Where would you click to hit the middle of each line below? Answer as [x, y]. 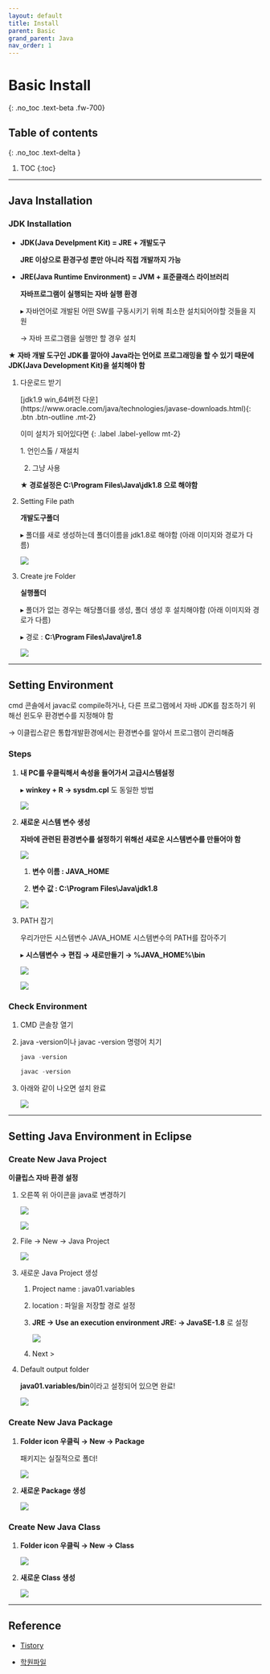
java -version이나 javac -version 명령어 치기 [91, 1041]
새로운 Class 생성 [47, 1577]
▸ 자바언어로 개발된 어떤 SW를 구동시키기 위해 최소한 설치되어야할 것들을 [133, 311]
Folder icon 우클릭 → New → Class [77, 1545]
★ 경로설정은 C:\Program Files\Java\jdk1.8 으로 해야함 [109, 484]
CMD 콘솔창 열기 [47, 1025]
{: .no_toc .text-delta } [45, 152]
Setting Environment [61, 685]
